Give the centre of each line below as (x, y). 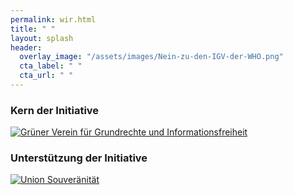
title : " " (33, 29)
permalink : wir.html (53, 19)
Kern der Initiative (55, 110)
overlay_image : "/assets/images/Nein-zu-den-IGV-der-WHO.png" (151, 57)
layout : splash (42, 38)
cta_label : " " (51, 66)
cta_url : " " (46, 76)
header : (26, 47)
